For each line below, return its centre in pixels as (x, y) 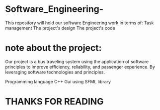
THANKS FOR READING (54, 102)
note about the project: (53, 48)
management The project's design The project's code (60, 28)
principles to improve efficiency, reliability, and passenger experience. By (80, 67)
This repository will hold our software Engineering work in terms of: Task (80, 23)
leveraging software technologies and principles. (55, 72)
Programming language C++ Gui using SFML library (58, 81)
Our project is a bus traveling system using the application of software (77, 61)
